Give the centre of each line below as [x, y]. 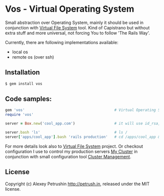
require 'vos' [20, 115]
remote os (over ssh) [33, 57]
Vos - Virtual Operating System [70, 9]
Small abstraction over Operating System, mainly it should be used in [74, 22]
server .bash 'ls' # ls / [66, 132]
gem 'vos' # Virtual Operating [81, 110]
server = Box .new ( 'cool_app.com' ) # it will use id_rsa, [83, 124]
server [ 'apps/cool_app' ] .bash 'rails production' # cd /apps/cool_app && [84, 137]
